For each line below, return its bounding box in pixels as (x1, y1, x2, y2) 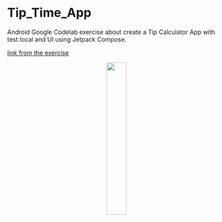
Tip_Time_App (7, 5, 92, 21)
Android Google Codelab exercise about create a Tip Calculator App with (7, 28, 216, 36)
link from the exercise (7, 49, 69, 57)
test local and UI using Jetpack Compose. (7, 35, 127, 43)
